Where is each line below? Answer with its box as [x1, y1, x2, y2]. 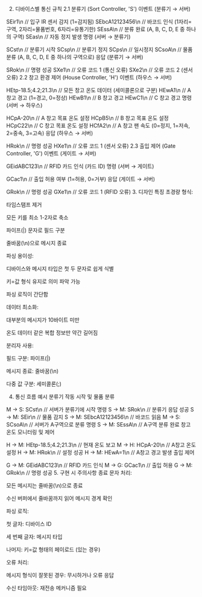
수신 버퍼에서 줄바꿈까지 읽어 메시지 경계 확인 [6, 495, 113, 502]
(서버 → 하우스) [6, 102, 43, 108]
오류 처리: [6, 559, 29, 566]
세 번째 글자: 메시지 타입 [6, 533, 63, 540]
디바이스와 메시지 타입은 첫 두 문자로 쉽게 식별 [6, 265, 115, 272]
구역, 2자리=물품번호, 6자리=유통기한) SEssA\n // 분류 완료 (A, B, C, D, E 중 [6, 26, 185, 33]
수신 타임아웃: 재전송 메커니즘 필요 [6, 584, 87, 592]
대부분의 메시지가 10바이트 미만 [6, 316, 80, 324]
